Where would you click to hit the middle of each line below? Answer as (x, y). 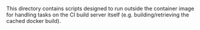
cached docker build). (34, 21)
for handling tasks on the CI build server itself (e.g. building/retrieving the (98, 15)
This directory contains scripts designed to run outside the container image (100, 9)
